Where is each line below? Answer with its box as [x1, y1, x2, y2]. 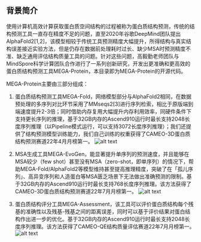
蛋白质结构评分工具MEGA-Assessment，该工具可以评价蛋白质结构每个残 [14, 200, 194, 207]
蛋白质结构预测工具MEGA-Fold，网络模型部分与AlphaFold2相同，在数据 [14, 93, 192, 100]
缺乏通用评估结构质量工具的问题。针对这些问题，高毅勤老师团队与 [16, 53, 179, 60]
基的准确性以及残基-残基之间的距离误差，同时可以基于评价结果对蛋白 [14, 208, 185, 215]
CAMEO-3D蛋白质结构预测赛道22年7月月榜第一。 [14, 188, 138, 195]
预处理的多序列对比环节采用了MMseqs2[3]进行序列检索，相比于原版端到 [14, 100, 194, 108]
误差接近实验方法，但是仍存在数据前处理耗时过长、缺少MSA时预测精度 [11, 45, 186, 52]
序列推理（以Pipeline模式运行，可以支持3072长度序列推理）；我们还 [20, 122, 187, 130]
